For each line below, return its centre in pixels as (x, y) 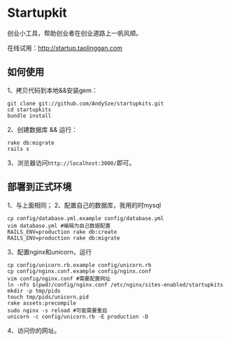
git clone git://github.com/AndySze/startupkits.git (86, 103)
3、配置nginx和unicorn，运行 (50, 252)
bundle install (29, 116)
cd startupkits (29, 110)
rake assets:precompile (42, 303)
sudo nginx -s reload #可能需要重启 (57, 310)
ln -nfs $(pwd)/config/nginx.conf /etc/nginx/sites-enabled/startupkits (115, 284)
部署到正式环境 (39, 187)
